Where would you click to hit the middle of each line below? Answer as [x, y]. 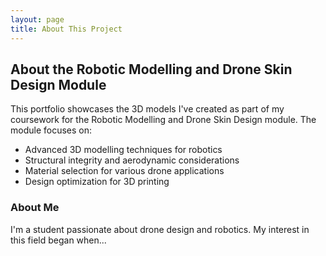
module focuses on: [51, 130]
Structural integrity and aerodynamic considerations [132, 160]
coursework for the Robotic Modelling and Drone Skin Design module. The [163, 120]
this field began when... [58, 240]
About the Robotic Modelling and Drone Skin [151, 69]
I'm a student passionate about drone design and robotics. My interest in [160, 229]
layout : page [37, 19]
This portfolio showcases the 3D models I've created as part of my [147, 109]
